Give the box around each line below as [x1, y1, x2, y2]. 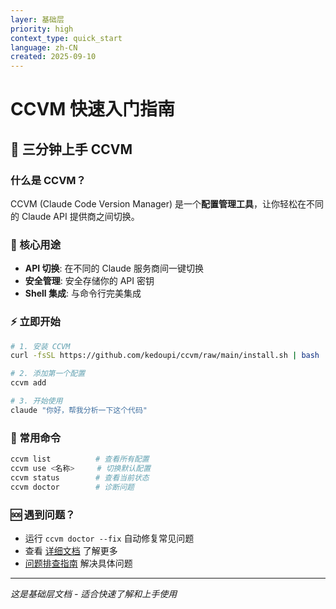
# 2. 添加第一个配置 [10, 369, 86, 379]
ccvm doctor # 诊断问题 [10, 482, 135, 492]
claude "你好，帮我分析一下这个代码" [10, 405, 148, 415]
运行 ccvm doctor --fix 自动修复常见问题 [24, 532, 195, 544]
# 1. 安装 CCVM [10, 341, 71, 351]
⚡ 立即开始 [10, 315, 61, 329]
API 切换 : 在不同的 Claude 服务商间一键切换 [24, 262, 204, 275]
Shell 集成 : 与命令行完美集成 [24, 287, 142, 300]
